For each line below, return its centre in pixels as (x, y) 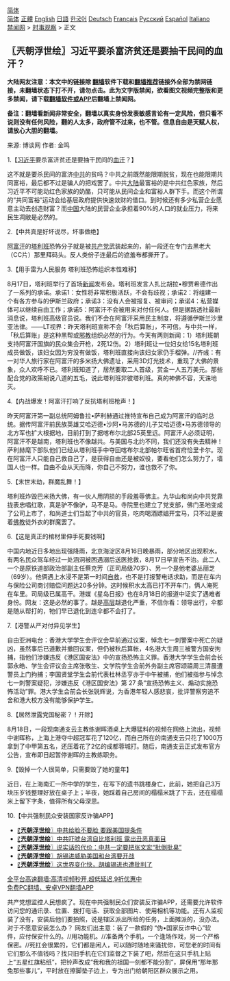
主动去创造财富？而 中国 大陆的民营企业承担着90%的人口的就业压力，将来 (116, 208)
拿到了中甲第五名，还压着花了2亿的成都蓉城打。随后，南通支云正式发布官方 (114, 746)
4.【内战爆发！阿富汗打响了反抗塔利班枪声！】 (73, 401)
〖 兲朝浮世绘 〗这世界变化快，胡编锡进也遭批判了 (85, 864)
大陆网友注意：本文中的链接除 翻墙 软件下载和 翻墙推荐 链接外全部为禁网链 (110, 82)
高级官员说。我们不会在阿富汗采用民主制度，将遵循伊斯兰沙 (133, 318)
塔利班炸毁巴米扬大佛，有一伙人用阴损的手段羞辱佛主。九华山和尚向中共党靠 (115, 496)
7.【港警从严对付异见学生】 (46, 625)
